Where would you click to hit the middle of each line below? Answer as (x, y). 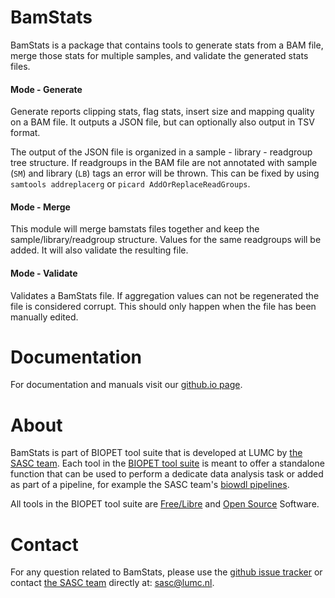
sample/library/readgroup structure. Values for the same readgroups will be (166, 240)
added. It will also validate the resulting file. (99, 250)
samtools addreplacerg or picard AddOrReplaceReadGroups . (130, 184)
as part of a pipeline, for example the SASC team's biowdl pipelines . (150, 485)
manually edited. (44, 317)
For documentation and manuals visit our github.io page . (126, 385)
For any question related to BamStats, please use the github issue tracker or (166, 572)
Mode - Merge (40, 207)
